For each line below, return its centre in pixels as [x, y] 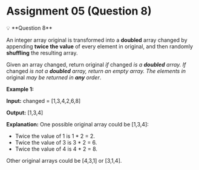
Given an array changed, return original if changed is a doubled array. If [96, 64]
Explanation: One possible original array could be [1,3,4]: [78, 124]
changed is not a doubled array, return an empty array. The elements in [96, 71]
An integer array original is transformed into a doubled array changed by [97, 40]
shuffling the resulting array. [42, 53]
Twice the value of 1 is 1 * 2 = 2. [55, 136]
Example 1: [20, 89]
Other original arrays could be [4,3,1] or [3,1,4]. [64, 160]
